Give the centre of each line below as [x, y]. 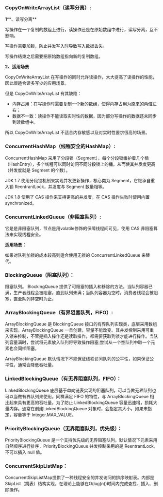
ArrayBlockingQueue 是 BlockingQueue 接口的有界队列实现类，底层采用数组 [81, 324]
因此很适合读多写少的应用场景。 [37, 83]
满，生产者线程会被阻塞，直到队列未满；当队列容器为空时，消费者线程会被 [79, 293]
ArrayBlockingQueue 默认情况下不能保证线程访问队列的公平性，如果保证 [77, 359]
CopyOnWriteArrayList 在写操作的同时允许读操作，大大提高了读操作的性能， [81, 77]
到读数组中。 [25, 122]
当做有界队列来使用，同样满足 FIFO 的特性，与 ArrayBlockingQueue [81, 396]
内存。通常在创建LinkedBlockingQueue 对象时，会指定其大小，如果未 [78, 408]
